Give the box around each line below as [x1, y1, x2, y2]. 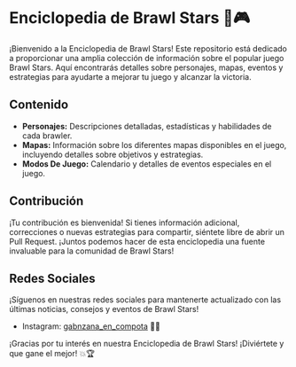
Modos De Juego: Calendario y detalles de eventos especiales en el [21, 158, 272, 169]
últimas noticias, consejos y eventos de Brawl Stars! [9, 304, 199, 315]
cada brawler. [21, 130, 73, 141]
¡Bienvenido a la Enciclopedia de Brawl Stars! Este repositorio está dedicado [9, 43, 288, 54]
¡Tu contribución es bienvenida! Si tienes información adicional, [9, 217, 240, 228]
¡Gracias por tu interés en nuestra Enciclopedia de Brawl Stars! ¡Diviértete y [9, 339, 284, 349]
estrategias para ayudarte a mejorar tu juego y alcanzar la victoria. [9, 71, 252, 82]
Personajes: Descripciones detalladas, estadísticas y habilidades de [21, 121, 272, 131]
